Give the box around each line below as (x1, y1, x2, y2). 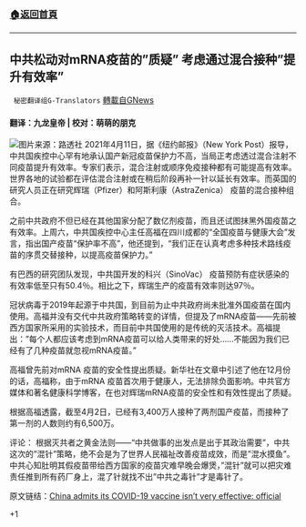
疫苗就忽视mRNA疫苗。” (48, 345, 137, 356)
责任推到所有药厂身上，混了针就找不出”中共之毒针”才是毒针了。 (9, 471, 249, 482)
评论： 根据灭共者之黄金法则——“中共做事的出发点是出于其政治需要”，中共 (9, 437, 291, 448)
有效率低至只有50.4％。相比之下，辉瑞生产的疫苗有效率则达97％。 (9, 280, 260, 291)
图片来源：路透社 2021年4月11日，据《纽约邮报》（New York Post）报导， (18, 139, 293, 150)
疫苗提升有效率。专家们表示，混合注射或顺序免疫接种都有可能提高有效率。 (16, 162, 297, 173)
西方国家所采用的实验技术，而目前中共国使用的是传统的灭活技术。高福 (9, 322, 273, 333)
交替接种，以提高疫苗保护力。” (40, 249, 153, 260)
